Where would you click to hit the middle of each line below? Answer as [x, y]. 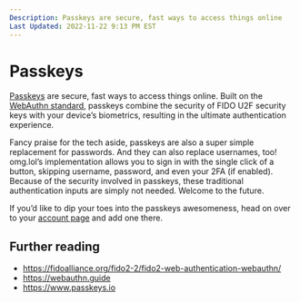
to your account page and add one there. [86, 218]
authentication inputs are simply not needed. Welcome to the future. [137, 190]
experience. [32, 125]
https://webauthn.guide [66, 278]
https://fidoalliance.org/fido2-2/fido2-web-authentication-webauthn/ [152, 268]
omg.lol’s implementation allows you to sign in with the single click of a [142, 162]
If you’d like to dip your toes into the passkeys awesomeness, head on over [150, 209]
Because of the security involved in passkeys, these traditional [126, 181]
